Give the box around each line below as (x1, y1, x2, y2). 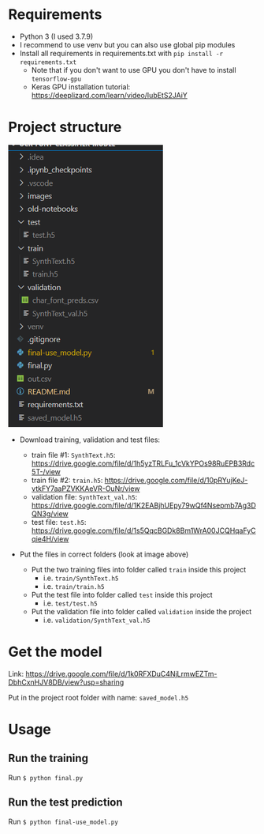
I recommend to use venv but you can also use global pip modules (19, 40, 236, 49)
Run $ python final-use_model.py (8, 817, 118, 826)
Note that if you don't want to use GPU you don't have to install (31, 65, 236, 74)
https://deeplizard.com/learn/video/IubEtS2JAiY (31, 90, 188, 100)
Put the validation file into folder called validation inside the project (31, 606, 252, 616)
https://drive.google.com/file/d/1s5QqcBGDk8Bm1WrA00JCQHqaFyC (31, 526, 256, 535)
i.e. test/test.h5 (43, 598, 98, 608)
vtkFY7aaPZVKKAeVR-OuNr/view (31, 484, 140, 493)
